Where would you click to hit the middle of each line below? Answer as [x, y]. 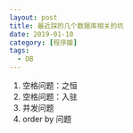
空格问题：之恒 [50, 85]
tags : [19, 51]
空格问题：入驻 [50, 96]
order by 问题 [47, 119]
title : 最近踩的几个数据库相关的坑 [66, 26]
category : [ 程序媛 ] [43, 42]
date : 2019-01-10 [42, 34]
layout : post [33, 17]
